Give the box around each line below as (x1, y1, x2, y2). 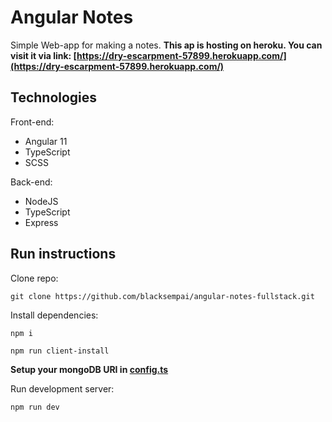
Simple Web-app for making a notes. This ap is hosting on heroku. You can (10, 39, 323, 51)
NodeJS (24, 195, 59, 207)
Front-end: (10, 116, 55, 128)
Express (24, 216, 59, 228)
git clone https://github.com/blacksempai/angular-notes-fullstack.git (10, 291, 315, 301)
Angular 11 (24, 135, 68, 147)
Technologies (10, 89, 98, 106)
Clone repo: (10, 272, 59, 284)
